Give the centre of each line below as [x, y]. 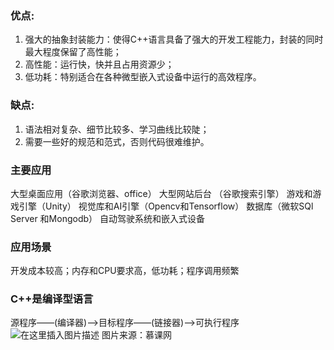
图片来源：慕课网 [136, 335]
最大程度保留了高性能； [73, 52]
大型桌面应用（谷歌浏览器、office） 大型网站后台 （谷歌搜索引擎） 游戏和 [161, 193]
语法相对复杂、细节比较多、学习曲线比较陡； [117, 129]
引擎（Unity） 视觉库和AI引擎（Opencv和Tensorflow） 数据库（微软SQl [166, 206]
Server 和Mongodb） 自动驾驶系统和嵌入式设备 [107, 218]
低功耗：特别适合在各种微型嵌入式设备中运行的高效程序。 [143, 77]
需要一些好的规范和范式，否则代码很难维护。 [117, 141]
